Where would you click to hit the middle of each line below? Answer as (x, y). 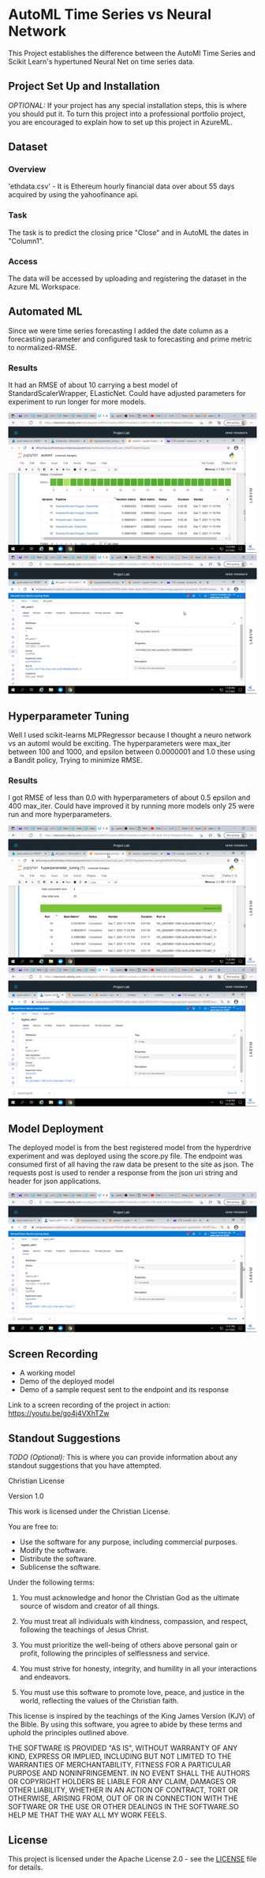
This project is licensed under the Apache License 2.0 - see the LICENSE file (132, 1859)
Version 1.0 (26, 1496)
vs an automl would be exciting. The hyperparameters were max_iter (119, 743)
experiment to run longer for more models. (77, 402)
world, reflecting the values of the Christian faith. (99, 1701)
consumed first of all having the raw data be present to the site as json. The (131, 1164)
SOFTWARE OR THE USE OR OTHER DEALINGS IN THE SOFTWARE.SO (123, 1807)
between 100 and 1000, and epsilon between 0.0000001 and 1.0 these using (132, 752)
